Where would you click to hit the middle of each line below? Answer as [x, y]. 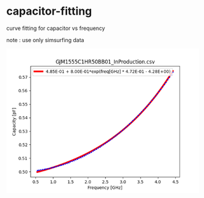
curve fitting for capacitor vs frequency [56, 28]
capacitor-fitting [49, 11]
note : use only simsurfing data [45, 40]
